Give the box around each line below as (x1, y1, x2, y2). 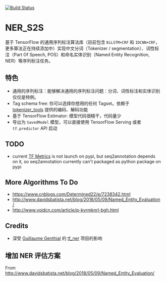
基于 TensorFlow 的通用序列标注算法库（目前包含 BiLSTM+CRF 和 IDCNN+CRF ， (5, 39, 160, 45)
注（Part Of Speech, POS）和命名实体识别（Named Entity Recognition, (5, 51, 150, 57)
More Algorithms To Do (5, 178, 78, 187)
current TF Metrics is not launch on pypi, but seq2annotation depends (12, 153, 156, 159)
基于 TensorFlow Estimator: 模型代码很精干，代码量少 (12, 112, 121, 119)
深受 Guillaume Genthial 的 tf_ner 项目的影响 (12, 235, 103, 241)
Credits (5, 221, 29, 230)
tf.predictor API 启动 (12, 125, 57, 131)
